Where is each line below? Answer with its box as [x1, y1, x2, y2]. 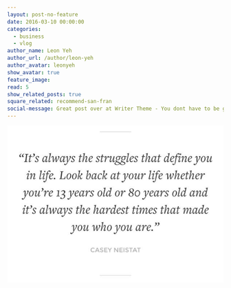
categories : [7, 25, 41, 32]
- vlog [13, 40, 32, 47]
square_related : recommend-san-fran [7, 98, 112, 105]
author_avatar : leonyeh [7, 62, 76, 69]
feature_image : [7, 76, 51, 83]
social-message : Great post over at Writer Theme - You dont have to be [7, 105, 220, 113]
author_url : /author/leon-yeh [7, 55, 94, 62]
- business [13, 33, 45, 40]
